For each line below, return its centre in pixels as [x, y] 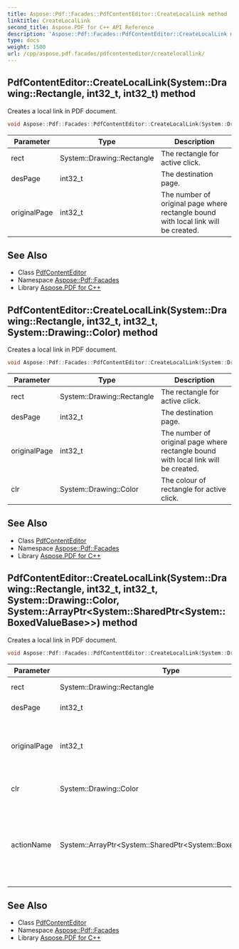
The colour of [184, 481]
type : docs [23, 41]
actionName [31, 844]
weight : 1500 [27, 47]
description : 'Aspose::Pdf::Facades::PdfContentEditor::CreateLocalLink [117, 34]
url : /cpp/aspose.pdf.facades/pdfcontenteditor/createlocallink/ [106, 54]
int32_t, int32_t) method [141, 94]
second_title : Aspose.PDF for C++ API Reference [81, 27]
